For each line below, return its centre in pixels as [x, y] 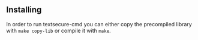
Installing [24, 10]
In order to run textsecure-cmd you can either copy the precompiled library [99, 24]
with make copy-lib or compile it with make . [58, 30]
